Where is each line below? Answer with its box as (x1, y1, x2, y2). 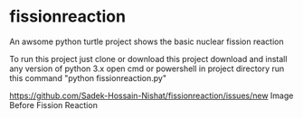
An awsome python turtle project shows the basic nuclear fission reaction (9, 36, 284, 47)
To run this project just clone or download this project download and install (9, 53, 288, 64)
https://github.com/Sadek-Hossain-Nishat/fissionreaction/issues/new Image (9, 90, 294, 101)
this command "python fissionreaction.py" (9, 72, 167, 83)
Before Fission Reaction (9, 99, 98, 110)
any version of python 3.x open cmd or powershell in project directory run (9, 63, 285, 74)
